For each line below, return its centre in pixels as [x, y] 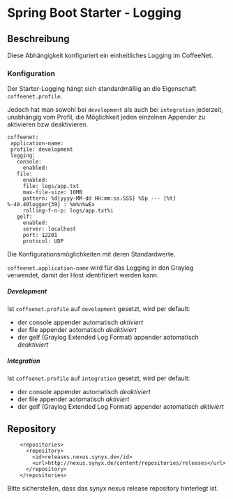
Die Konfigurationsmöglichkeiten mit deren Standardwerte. [91, 254]
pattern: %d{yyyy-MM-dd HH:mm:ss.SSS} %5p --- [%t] [99, 198]
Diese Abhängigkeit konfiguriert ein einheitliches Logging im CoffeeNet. [110, 55]
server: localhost [50, 229]
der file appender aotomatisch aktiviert [73, 399]
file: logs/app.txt [51, 187]
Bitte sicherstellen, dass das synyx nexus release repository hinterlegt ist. [113, 489]
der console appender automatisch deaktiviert [84, 392]
